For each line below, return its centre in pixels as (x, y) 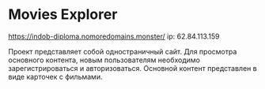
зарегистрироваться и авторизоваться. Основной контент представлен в (132, 68)
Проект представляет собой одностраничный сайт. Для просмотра (123, 51)
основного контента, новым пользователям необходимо (104, 60)
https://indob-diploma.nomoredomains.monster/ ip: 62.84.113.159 (114, 36)
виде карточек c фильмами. (55, 76)
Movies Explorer (63, 15)
